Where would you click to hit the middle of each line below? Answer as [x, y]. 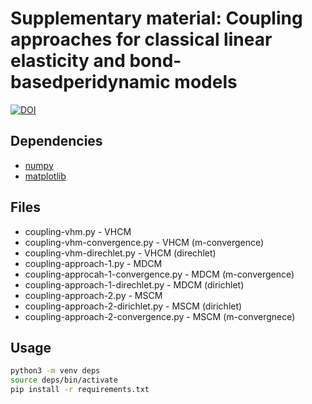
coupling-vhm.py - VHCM [78, 231]
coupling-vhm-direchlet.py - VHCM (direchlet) [120, 253]
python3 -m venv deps [55, 371]
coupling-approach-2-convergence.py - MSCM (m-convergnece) [160, 316]
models [206, 82]
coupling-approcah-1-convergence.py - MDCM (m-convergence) [159, 274]
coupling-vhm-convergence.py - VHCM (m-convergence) [144, 242]
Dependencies [56, 141]
